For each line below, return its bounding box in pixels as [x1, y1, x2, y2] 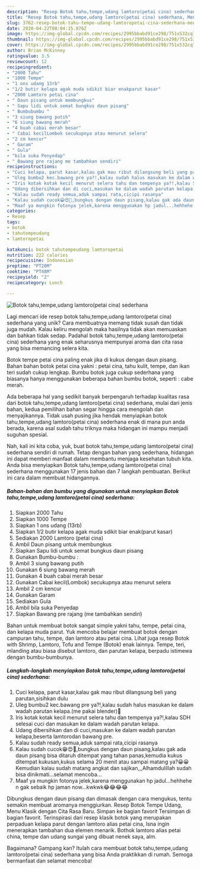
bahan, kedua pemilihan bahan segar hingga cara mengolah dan [7, 406, 164, 413]
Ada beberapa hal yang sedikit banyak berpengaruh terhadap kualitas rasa [7, 393, 189, 400]
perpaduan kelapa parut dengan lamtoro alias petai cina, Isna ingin [7, 820, 170, 827]
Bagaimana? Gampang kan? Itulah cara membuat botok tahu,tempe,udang [7, 844, 189, 852]
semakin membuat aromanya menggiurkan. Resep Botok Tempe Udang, [7, 801, 183, 808]
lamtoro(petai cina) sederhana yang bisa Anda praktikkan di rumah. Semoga [7, 851, 193, 858]
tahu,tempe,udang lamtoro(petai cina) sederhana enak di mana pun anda [7, 418, 185, 425]
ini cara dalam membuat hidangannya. [7, 474, 100, 481]
